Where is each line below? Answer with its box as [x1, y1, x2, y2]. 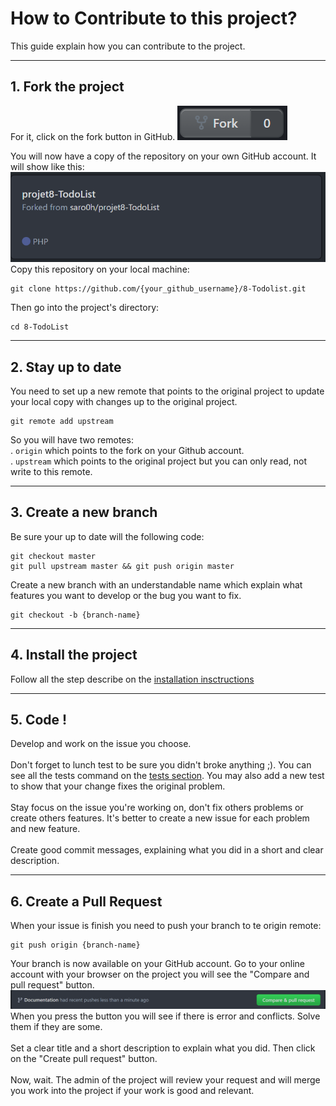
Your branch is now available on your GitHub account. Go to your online [10, 958, 305, 970]
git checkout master [10, 551, 97, 561]
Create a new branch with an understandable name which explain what [10, 578, 303, 591]
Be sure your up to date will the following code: [10, 530, 205, 542]
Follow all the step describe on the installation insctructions [10, 673, 255, 685]
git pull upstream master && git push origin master [10, 561, 235, 571]
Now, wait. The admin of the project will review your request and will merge [10, 1073, 321, 1086]
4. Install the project [10, 647, 138, 664]
